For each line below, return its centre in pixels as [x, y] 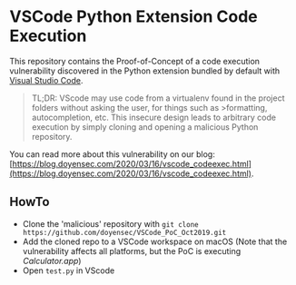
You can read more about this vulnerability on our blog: [112, 154]
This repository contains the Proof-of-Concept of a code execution [135, 61]
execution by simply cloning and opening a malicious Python [145, 127]
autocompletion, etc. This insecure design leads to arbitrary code [154, 117]
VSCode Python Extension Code [134, 17]
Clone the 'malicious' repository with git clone [110, 223]
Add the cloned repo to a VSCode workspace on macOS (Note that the [155, 241]
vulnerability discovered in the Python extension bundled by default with [145, 71]
